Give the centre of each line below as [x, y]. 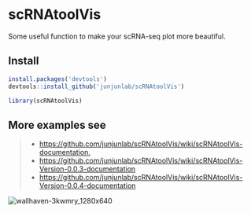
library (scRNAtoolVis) [45, 101]
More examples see [57, 125]
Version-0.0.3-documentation [87, 169]
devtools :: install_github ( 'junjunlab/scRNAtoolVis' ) [96, 86]
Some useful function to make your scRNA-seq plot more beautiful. [117, 36]
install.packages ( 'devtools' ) [58, 79]
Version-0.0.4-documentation [87, 185]
